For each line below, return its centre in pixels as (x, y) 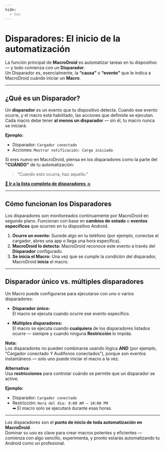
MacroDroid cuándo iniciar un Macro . (43, 78)
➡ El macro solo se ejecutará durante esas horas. (62, 408)
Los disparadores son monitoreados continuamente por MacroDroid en (77, 216)
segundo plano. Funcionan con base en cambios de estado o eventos (76, 221)
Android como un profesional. (35, 443)
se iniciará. (16, 126)
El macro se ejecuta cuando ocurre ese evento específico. (71, 313)
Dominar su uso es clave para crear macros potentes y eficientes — (74, 432)
